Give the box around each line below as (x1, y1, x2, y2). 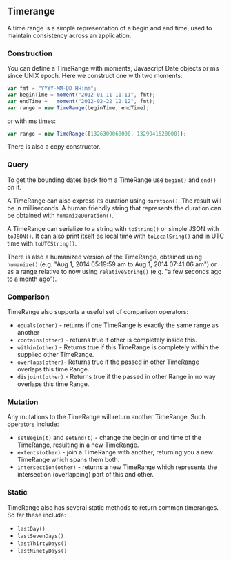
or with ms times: (7, 117, 57, 125)
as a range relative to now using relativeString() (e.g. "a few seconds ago (7, 267, 222, 275)
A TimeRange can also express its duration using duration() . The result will (7, 196, 222, 205)
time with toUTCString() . (7, 239, 77, 248)
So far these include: (7, 511, 66, 519)
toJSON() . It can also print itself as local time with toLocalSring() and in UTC (7, 232, 224, 240)
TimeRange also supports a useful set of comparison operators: (7, 308, 188, 316)
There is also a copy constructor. (7, 142, 101, 151)
